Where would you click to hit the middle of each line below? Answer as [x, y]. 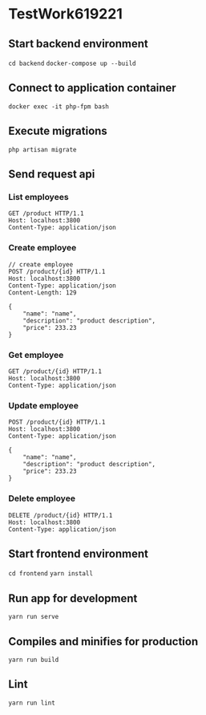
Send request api [52, 175]
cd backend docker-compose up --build [72, 63]
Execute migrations [58, 131]
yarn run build [34, 660]
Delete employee [42, 498]
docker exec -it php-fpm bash [59, 106]
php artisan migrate [43, 149]
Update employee [43, 405]
